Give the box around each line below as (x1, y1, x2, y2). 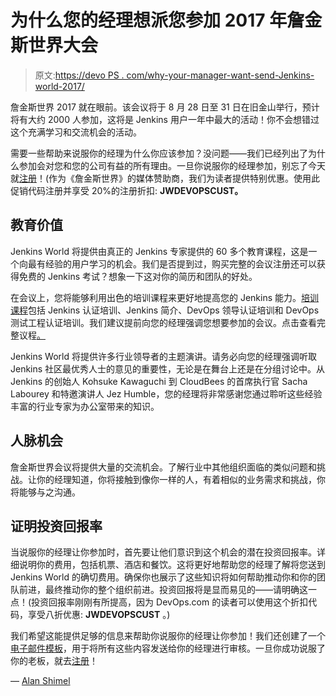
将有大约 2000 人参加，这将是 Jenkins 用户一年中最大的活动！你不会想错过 (10, 113, 320, 125)
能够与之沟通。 (18, 486, 81, 498)
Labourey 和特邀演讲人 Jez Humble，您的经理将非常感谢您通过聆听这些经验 (10, 387, 323, 400)
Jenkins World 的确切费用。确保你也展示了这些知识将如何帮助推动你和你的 (10, 571, 317, 583)
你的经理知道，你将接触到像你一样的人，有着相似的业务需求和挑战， (36, 473, 317, 485)
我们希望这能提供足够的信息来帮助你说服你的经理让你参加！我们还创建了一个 (10, 630, 326, 642)
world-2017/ (34, 80, 85, 92)
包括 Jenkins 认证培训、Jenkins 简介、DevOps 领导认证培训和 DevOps (28, 304, 320, 316)
